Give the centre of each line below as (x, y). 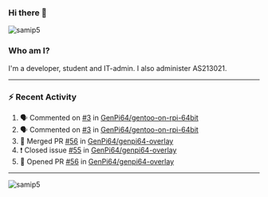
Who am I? (29, 51)
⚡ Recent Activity (43, 97)
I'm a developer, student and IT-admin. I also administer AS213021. (118, 68)
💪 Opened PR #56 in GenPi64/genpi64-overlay (97, 161)
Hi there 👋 (28, 13)
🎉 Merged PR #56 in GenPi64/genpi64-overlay (97, 141)
